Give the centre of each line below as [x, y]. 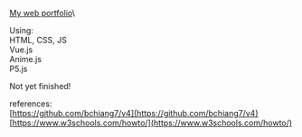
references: [31, 104]
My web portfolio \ [42, 13]
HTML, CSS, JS [38, 40]
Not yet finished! [40, 86]
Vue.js [21, 50]
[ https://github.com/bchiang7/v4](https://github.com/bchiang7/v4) [134, 113]
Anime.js [26, 59]
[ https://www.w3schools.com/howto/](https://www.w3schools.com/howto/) [151, 123]
